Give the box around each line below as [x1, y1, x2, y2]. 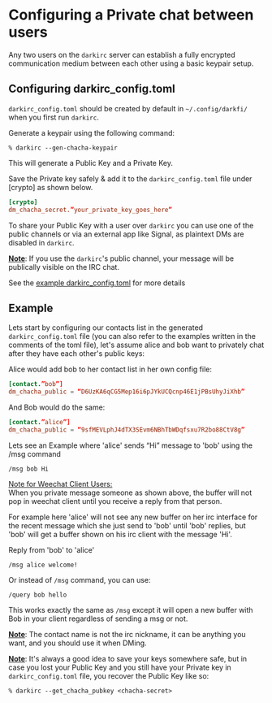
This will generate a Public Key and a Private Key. [8, 158, 173, 167]
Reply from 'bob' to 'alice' [8, 545, 95, 554]
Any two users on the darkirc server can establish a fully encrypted [8, 50, 235, 59]
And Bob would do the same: [8, 402, 106, 412]
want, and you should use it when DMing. [8, 638, 148, 648]
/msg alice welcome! [8, 561, 79, 569]
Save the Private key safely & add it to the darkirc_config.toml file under [8, 173, 253, 184]
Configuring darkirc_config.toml [8, 82, 176, 96]
